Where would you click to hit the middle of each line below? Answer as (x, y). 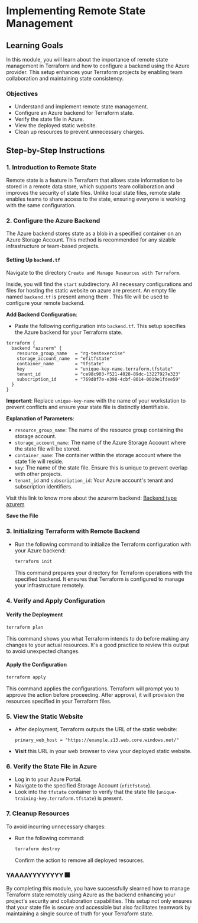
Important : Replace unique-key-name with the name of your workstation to (96, 401)
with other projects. (38, 474)
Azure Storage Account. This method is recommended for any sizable (91, 240)
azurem (15, 504)
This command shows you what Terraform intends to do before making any (98, 638)
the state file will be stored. (48, 449)
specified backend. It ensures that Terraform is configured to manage (99, 579)
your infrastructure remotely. (49, 585)
